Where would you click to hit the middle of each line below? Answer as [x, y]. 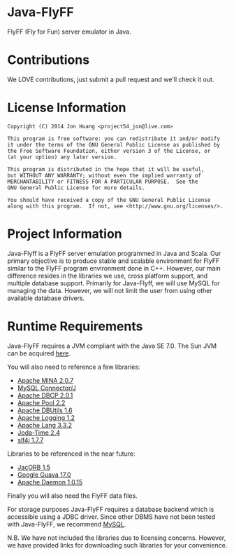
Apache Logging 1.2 [46, 417]
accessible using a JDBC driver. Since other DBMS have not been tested [111, 517]
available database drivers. [46, 298]
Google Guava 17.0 [44, 475]
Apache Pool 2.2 [41, 402]
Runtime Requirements [75, 326]
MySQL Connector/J [47, 388]
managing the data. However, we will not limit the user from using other [110, 290]
